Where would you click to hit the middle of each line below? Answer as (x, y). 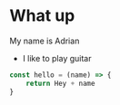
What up (42, 16)
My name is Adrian (45, 41)
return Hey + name (60, 83)
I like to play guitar (57, 58)
